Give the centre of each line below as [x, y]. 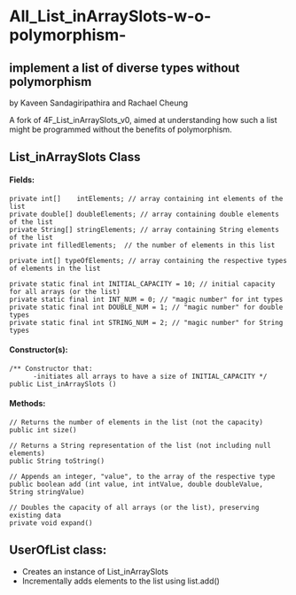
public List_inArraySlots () [63, 384]
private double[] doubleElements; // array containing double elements [144, 214]
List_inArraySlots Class [75, 157]
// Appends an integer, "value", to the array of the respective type [142, 476]
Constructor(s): [39, 350]
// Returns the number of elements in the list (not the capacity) [136, 422]
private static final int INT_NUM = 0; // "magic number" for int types [146, 299]
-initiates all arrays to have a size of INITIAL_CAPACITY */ [150, 376]
